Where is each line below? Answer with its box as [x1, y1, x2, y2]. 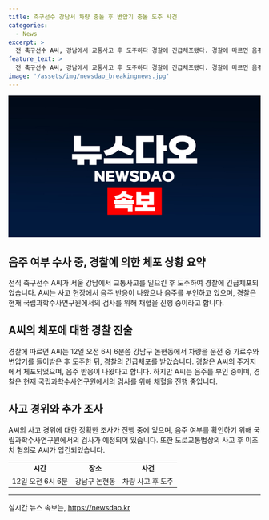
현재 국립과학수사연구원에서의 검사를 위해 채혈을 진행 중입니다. [22, 377, 218, 386]
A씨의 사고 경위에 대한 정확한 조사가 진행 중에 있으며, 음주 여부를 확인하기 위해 [8, 425, 252, 434]
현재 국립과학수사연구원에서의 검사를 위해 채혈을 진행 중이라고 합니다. [8, 298, 224, 308]
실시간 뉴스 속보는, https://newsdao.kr [8, 503, 130, 513]
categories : [8, 21, 48, 30]
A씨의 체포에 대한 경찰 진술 [8, 324, 134, 337]
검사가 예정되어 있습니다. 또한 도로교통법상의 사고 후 [81, 435, 244, 445]
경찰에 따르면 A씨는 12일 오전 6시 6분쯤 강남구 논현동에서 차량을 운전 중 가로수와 [8, 346, 259, 356]
